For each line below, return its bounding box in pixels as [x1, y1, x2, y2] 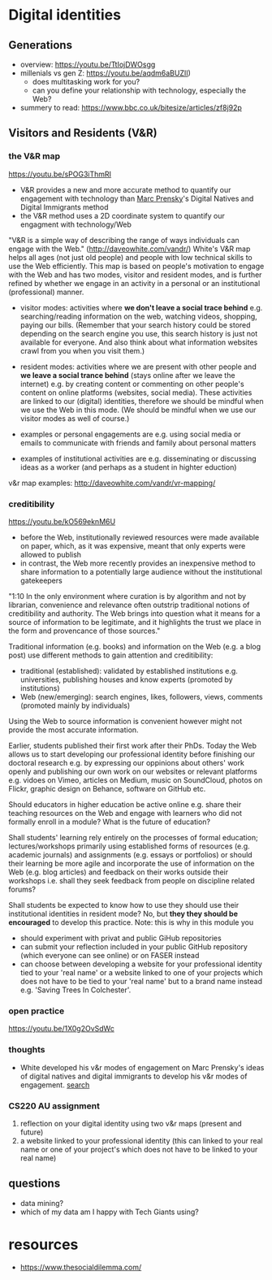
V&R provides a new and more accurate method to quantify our [19, 184, 231, 194]
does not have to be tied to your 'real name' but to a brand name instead [19, 976, 262, 986]
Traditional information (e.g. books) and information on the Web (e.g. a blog [8, 641, 261, 651]
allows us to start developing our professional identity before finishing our [8, 749, 256, 759]
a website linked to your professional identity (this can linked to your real [19, 1135, 264, 1145]
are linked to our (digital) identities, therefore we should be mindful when [19, 396, 264, 406]
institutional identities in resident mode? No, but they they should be [8, 909, 238, 918]
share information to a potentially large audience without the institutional [19, 566, 262, 576]
